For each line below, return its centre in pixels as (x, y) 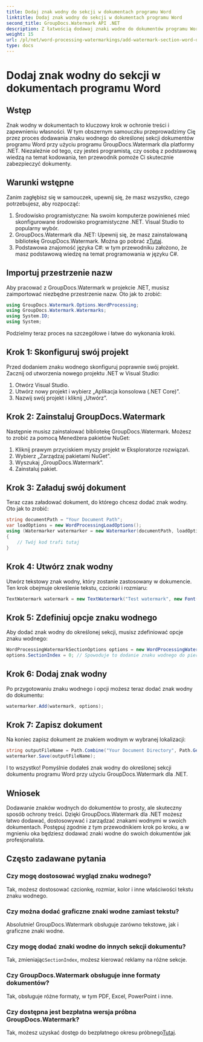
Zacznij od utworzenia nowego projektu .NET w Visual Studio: (83, 373)
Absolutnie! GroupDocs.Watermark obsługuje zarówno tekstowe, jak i (93, 924)
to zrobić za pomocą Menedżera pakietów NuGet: (68, 438)
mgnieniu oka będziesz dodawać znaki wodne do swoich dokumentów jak (99, 833)
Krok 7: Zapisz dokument (54, 725)
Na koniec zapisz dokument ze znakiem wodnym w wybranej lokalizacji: (96, 739)
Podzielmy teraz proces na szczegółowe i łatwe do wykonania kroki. (91, 333)
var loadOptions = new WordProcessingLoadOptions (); (74, 526)
